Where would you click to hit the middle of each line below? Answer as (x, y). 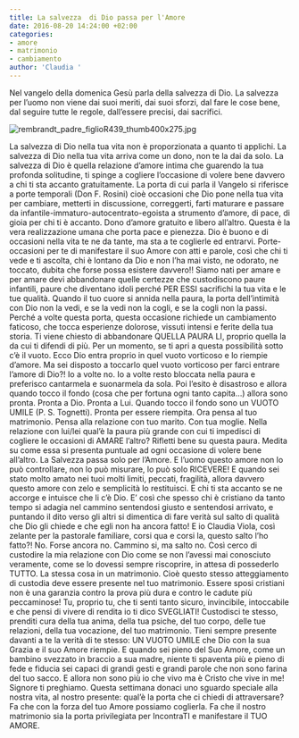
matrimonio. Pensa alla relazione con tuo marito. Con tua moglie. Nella (138, 422)
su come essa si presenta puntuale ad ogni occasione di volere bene (135, 450)
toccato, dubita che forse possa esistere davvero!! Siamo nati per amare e (145, 270)
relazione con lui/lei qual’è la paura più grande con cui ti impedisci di (135, 431)
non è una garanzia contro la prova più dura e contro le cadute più (131, 592)
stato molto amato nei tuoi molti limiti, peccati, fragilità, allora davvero (137, 478)
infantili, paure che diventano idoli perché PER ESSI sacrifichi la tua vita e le (148, 289)
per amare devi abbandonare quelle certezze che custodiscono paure (137, 279)
